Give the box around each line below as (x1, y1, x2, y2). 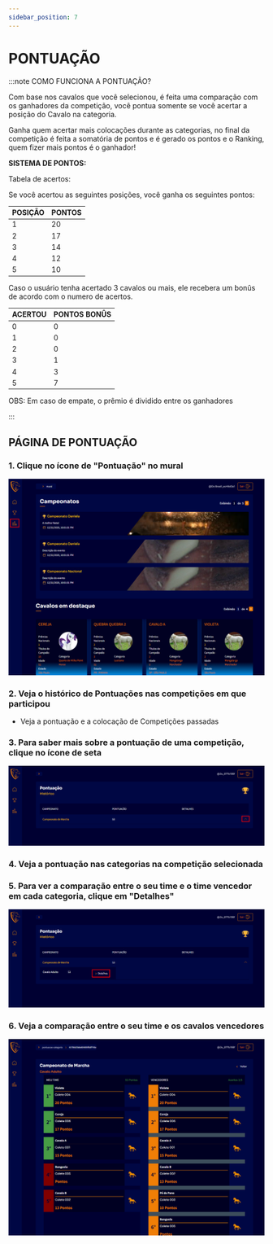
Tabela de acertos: (8, 173, 71, 183)
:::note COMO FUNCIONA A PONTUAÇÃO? (8, 76, 152, 85)
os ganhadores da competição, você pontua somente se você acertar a (8, 100, 248, 110)
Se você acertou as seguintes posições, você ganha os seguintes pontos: (8, 190, 255, 199)
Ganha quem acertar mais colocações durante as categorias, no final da (8, 125, 250, 134)
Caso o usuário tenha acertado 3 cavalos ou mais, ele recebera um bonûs (8, 283, 256, 292)
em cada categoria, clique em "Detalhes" (8, 890, 175, 901)
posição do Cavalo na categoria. (8, 109, 117, 119)
